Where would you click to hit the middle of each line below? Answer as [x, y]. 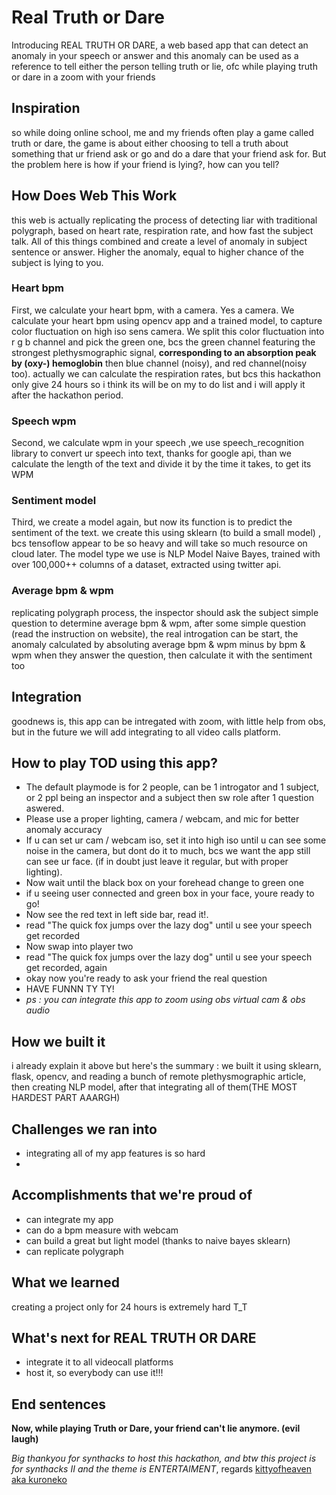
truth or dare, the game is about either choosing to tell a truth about [150, 143]
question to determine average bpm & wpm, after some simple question [159, 623]
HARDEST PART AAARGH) [66, 1098]
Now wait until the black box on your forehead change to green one [164, 883]
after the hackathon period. [67, 395]
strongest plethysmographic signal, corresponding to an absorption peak [164, 352]
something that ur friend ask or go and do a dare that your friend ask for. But [169, 153]
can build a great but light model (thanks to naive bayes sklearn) [158, 1240]
